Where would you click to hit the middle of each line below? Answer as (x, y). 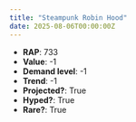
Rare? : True (44, 109)
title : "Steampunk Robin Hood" (68, 18)
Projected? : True (54, 90)
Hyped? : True (49, 99)
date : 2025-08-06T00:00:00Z (63, 26)
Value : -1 (39, 61)
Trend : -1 (39, 80)
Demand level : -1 (55, 71)
